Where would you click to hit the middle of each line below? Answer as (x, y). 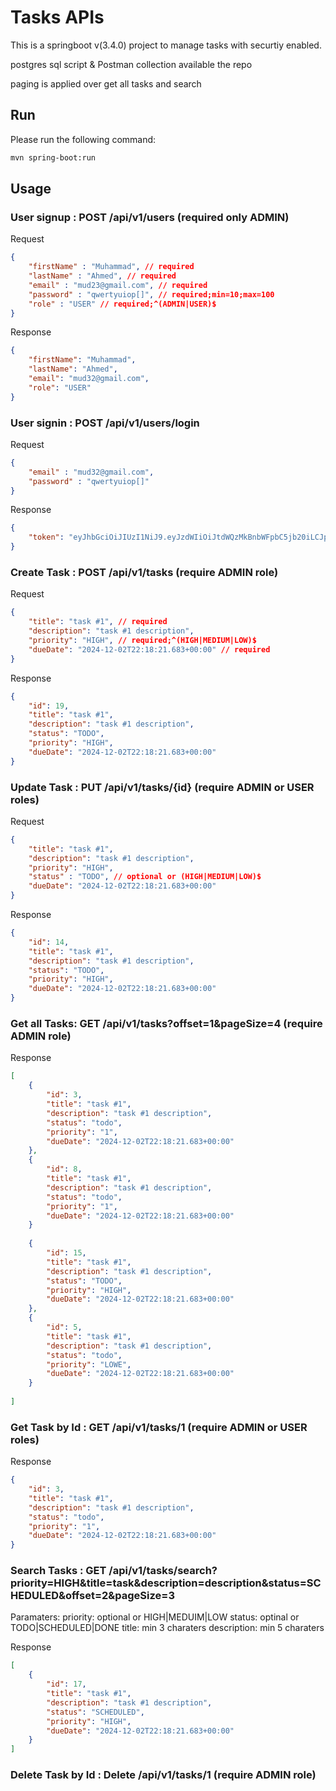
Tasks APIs (57, 17)
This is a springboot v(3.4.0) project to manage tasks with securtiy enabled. (166, 45)
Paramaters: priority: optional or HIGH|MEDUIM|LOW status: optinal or (155, 1617)
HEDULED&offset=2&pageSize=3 (92, 1596)
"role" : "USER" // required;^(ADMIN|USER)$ (122, 304)
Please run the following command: (83, 139)
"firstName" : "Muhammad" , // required (111, 267)
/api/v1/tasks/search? (163, 1571)
